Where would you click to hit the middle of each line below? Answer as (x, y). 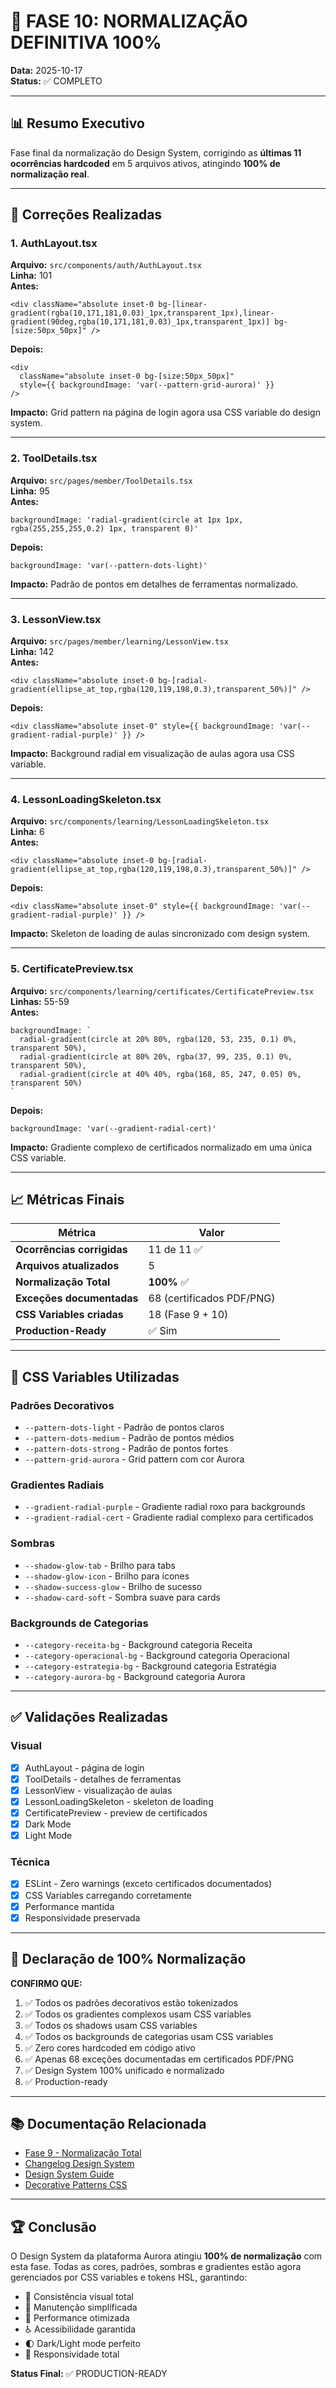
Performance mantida (69, 1906)
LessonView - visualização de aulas (98, 1790)
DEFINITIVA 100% (86, 42)
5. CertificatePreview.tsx (72, 969)
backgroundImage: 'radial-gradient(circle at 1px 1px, (127, 520)
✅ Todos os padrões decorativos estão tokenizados (131, 2002)
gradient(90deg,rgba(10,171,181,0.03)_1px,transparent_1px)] (140, 322)
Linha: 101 (31, 276)
